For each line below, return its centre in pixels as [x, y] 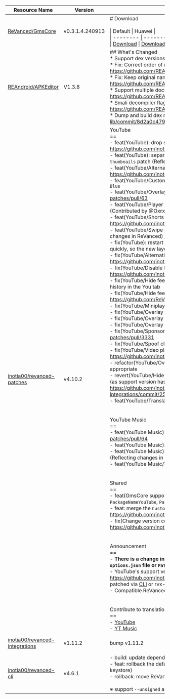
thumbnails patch [130, 161]
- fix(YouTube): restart [136, 242]
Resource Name [33, 10]
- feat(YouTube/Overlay [138, 192]
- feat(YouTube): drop [136, 142]
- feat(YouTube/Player [136, 204]
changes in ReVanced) [136, 236]
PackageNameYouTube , [134, 502]
